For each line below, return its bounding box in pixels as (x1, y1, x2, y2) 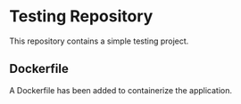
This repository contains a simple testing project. (9, 36, 189, 46)
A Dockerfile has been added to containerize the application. (9, 84, 233, 95)
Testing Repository (9, 6, 154, 27)
